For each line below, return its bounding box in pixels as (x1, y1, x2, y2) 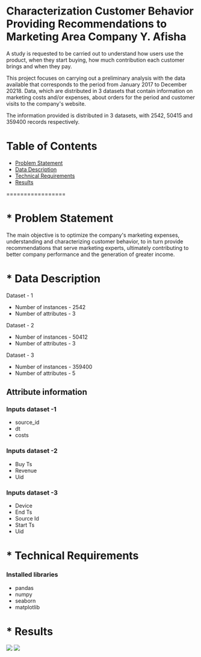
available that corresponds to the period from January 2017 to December (6, 80, 187, 88)
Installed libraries (6, 571, 58, 579)
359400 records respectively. (6, 118, 80, 125)
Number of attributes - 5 (14, 370, 76, 377)
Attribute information (6, 387, 87, 397)
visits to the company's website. (6, 100, 86, 107)
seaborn (14, 597, 36, 604)
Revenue (14, 467, 37, 474)
